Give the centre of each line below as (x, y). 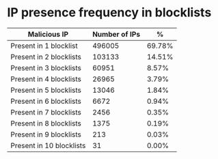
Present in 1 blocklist (44, 46)
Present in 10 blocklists (48, 145)
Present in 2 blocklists (46, 57)
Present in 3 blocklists (46, 68)
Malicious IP (48, 34)
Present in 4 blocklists (46, 78)
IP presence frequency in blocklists (109, 13)
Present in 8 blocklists (46, 123)
